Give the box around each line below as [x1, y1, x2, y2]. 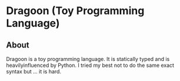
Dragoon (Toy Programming [6, 4, 145, 18]
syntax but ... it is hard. [6, 68, 62, 75]
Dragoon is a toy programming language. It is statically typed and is [6, 56, 170, 62]
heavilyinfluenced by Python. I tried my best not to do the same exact [6, 62, 175, 69]
